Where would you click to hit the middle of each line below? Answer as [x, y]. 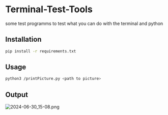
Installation [23, 39]
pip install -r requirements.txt [41, 51]
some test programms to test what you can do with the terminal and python [84, 23]
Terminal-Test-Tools [49, 9]
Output [17, 94]
